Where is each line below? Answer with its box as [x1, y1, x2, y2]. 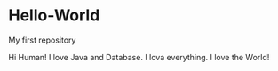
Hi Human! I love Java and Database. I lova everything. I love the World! [8, 51, 270, 62]
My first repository [8, 35, 76, 45]
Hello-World [8, 5, 100, 26]
